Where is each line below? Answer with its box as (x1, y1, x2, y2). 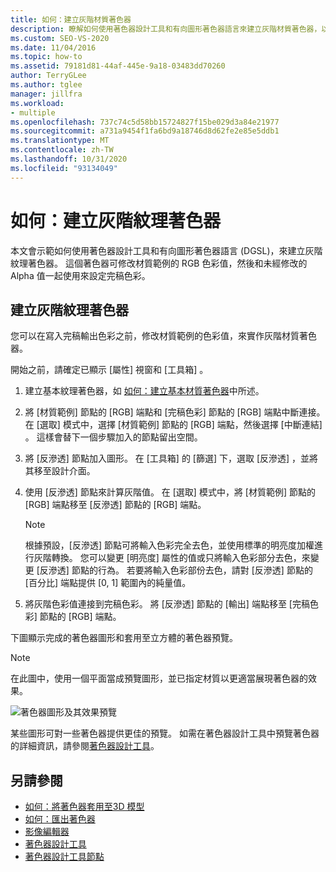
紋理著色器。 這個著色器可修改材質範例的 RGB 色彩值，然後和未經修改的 (10, 257, 308, 269)
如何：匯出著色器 (24, 813, 96, 825)
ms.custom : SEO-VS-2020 (10, 33, 110, 43)
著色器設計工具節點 (24, 851, 105, 863)
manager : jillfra (10, 89, 83, 99)
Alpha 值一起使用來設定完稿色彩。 (10, 269, 151, 281)
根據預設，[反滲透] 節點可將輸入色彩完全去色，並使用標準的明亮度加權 (24, 539, 315, 551)
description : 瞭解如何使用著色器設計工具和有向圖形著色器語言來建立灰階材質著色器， (10, 24, 322, 34)
